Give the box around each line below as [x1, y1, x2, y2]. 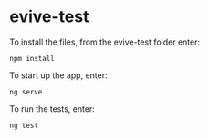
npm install [9, 54, 55, 63]
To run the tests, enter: [9, 103, 96, 114]
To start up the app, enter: [9, 70, 108, 81]
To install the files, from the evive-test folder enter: [9, 36, 201, 47]
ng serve [9, 87, 43, 96]
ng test [9, 121, 39, 130]
